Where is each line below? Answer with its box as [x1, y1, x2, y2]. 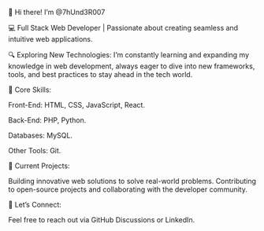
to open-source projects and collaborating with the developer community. [8, 185, 248, 194]
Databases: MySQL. [8, 130, 73, 140]
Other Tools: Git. [8, 146, 61, 155]
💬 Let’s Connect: [8, 200, 61, 209]
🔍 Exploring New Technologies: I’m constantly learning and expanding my [8, 50, 250, 59]
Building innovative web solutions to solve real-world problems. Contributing [8, 177, 257, 185]
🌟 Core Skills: [8, 85, 52, 94]
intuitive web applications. [8, 35, 93, 43]
